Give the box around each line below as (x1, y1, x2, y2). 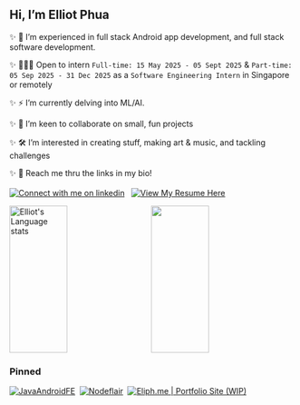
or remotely (9, 79, 53, 90)
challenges (9, 150, 51, 161)
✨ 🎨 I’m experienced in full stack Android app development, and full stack (9, 31, 285, 42)
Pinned (9, 365, 42, 378)
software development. (9, 41, 96, 53)
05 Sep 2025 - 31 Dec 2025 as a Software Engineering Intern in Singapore (9, 69, 290, 80)
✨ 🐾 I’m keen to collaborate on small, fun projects (9, 118, 194, 129)
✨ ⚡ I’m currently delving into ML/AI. (9, 97, 145, 108)
